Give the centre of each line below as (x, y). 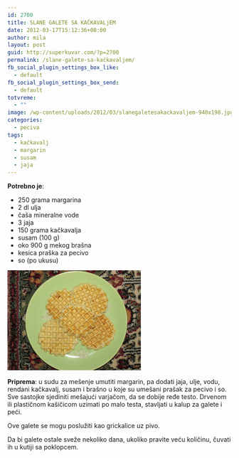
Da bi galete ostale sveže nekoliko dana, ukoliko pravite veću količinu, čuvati (119, 440)
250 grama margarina (49, 200)
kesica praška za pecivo (53, 253)
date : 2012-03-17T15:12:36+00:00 (57, 30)
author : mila (27, 38)
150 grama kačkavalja (49, 230)
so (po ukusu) (38, 260)
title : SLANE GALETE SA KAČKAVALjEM (62, 22)
